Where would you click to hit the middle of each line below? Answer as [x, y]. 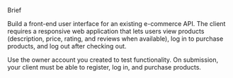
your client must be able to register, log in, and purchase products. [104, 67]
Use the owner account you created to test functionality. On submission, [113, 60]
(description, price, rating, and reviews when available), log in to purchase [115, 39]
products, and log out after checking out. [67, 46]
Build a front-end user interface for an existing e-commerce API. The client [116, 24]
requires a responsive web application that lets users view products [106, 31]
